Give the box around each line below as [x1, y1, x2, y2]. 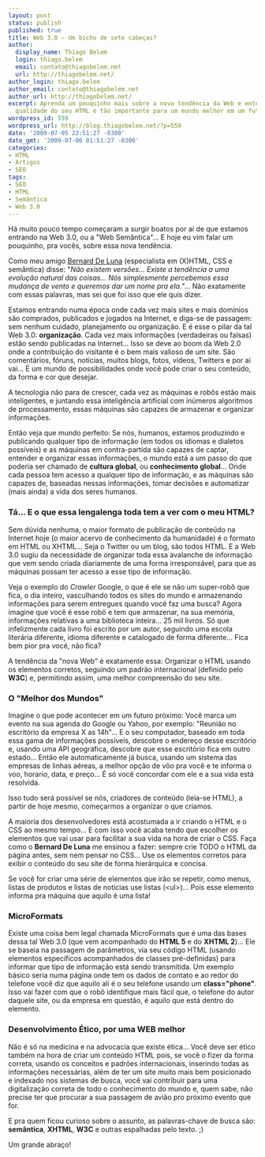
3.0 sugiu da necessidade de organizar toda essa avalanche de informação [8, 550, 252, 560]
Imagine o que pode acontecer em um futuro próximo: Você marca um [8, 710, 237, 720]
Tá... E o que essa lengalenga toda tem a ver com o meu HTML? [8, 507, 255, 518]
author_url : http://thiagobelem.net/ [8, 92, 132, 100]
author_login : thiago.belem [8, 77, 101, 85]
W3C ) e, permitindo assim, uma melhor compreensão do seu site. [8, 673, 222, 682]
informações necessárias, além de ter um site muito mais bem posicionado [8, 1067, 252, 1076]
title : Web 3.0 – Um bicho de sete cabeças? [8, 33, 157, 42]
